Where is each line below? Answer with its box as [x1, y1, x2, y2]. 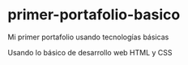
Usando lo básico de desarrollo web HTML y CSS [7, 47, 173, 57]
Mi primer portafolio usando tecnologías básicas [7, 32, 169, 42]
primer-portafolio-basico [7, 6, 181, 24]
